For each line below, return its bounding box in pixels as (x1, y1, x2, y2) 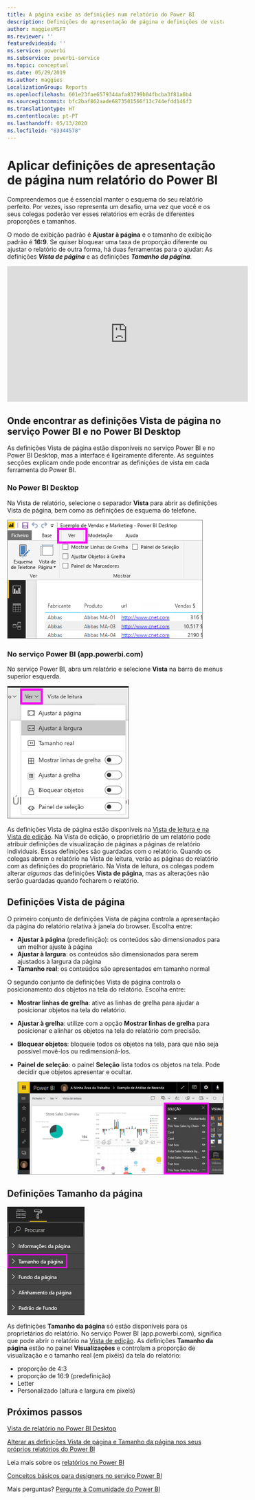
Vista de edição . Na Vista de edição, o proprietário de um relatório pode (7, 833, 211, 841)
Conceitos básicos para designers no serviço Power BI (7, 1472, 163, 1480)
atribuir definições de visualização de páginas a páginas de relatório (7, 839, 201, 848)
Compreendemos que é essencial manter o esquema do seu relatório (7, 195, 203, 203)
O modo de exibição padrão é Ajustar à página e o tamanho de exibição (7, 231, 212, 239)
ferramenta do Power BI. (7, 466, 77, 474)
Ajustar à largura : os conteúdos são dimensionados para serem (16, 950, 199, 958)
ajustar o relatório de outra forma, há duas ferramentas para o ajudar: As (7, 245, 213, 253)
